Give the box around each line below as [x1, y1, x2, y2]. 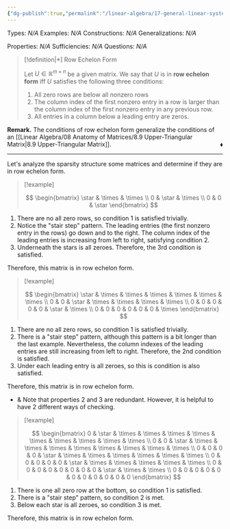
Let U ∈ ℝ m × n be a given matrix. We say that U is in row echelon [23, 68, 210, 78]
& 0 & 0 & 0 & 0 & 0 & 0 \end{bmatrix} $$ [66, 473, 181, 481]
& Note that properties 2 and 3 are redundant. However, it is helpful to [16, 396, 214, 404]
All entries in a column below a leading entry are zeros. [34, 112, 190, 120]
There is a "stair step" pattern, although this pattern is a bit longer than [16, 333, 217, 341]
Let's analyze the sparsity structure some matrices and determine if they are [7, 160, 223, 168]
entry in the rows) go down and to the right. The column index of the [16, 229, 210, 237]
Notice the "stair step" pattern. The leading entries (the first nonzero [16, 222, 210, 230]
